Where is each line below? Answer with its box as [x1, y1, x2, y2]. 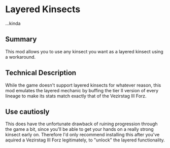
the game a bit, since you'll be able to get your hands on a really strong [5, 126, 154, 132]
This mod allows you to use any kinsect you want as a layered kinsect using [5, 48, 163, 54]
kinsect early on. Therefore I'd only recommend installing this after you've [5, 132, 160, 138]
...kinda [5, 20, 21, 26]
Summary [5, 35, 37, 44]
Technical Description [5, 68, 77, 77]
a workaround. [5, 54, 36, 60]
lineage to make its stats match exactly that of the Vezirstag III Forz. [5, 93, 147, 99]
